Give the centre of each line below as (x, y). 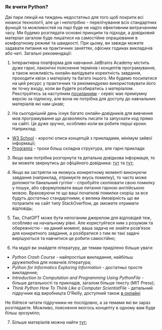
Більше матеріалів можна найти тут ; (50, 322)
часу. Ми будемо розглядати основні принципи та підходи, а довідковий (80, 33)
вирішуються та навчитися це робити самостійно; (64, 238)
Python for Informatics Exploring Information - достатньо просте (77, 267)
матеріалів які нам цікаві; (38, 104)
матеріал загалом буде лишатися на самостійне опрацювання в (71, 38)
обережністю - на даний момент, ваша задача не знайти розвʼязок (81, 228)
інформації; (24, 143)
